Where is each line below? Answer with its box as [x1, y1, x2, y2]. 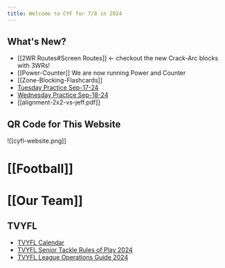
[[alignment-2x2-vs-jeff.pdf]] [17, 98, 100, 107]
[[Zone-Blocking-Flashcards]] [17, 76, 102, 84]
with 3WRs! [17, 62, 51, 70]
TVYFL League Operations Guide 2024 [17, 253, 129, 262]
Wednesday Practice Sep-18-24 [17, 91, 109, 99]
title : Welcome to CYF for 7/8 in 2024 [7, 10, 123, 17]
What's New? [7, 36, 67, 48]
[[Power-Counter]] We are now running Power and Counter [17, 69, 186, 77]
